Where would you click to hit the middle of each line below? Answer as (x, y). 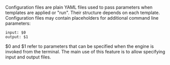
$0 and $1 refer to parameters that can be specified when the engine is (79, 46)
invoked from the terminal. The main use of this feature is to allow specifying (85, 52)
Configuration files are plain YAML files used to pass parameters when (79, 7)
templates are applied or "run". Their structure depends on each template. (82, 13)
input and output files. (28, 57)
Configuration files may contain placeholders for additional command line (82, 18)
